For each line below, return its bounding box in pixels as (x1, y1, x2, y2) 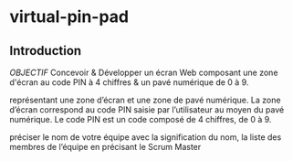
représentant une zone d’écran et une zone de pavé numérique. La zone (9, 94, 281, 105)
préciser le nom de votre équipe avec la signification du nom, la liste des (9, 132, 282, 143)
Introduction (9, 43, 82, 59)
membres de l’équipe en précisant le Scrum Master (9, 142, 202, 152)
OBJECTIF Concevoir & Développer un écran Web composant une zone (9, 67, 278, 78)
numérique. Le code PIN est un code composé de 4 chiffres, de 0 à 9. (9, 114, 272, 124)
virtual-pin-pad (9, 6, 130, 27)
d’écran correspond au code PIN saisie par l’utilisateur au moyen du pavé (9, 104, 285, 115)
